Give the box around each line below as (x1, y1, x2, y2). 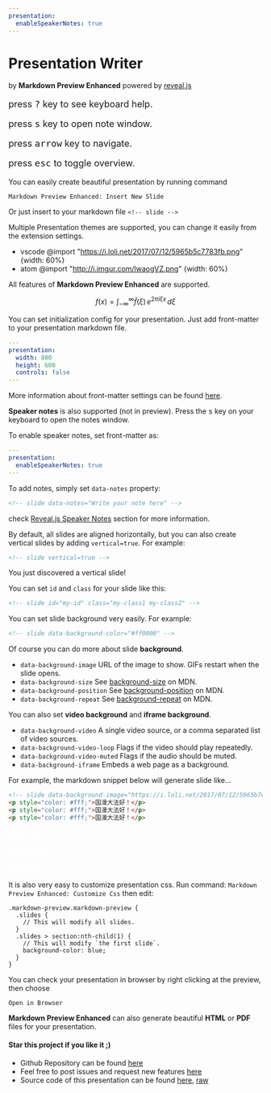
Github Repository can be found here (19, 1057, 144, 1067)
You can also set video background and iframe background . (8, 710, 211, 720)
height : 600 (15, 361, 56, 369)
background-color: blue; (23, 946, 106, 954)
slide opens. (19, 668, 61, 679)
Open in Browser (8, 998, 63, 1007)
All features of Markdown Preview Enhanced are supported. (8, 280, 211, 289)
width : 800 (15, 353, 52, 362)
